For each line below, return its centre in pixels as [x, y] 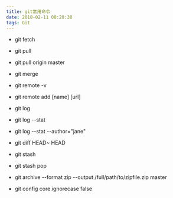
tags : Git [18, 23]
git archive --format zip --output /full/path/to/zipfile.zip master [91, 177]
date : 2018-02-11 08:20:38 [39, 17]
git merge [26, 74]
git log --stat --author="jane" [50, 132]
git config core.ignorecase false [53, 189]
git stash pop [31, 166]
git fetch [25, 40]
